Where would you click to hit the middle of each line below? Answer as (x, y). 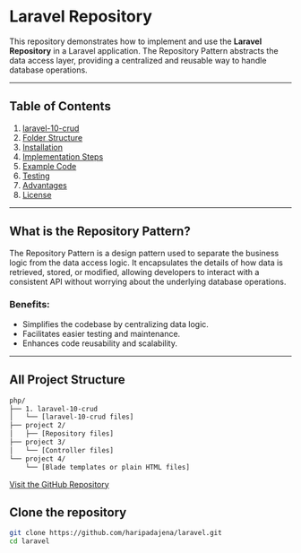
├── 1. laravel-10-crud (54, 409)
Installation (43, 147)
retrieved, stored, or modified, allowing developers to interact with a (134, 272)
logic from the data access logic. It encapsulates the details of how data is (146, 263)
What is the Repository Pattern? (100, 232)
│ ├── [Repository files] (62, 434)
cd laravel (30, 541)
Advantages (44, 185)
